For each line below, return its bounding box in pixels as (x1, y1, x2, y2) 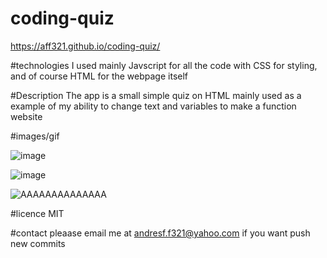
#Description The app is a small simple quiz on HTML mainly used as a (10, 89, 302, 101)
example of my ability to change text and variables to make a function (10, 100, 297, 112)
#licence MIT (10, 207, 65, 219)
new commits (10, 237, 66, 249)
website (10, 110, 43, 122)
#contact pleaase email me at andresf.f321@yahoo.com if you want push (10, 227, 311, 239)
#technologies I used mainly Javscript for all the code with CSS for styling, (10, 59, 318, 71)
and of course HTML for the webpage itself (10, 70, 189, 82)
